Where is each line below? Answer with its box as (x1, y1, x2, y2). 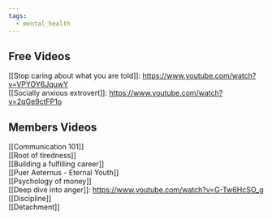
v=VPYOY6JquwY (8, 79, 69, 89)
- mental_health (15, 19, 71, 28)
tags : (8, 11, 27, 20)
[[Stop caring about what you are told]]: (8, 71, 141, 81)
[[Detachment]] (8, 202, 60, 212)
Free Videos (8, 49, 71, 63)
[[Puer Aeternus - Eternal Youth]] (8, 168, 119, 178)
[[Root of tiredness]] (8, 151, 77, 161)
